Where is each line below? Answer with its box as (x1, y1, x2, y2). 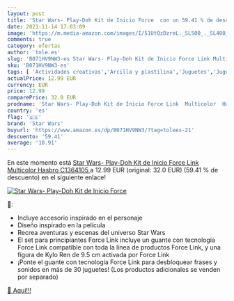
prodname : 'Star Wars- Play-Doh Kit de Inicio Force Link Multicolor (7, 101, 217, 108)
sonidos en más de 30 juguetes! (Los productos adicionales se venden (17, 266, 221, 274)
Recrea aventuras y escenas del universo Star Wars (17, 229, 166, 237)
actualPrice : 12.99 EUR (7, 74, 77, 82)
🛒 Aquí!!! (7, 286, 32, 295)
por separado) (17, 272, 59, 282)
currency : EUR (7, 81, 49, 88)
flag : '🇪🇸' (7, 113, 42, 120)
